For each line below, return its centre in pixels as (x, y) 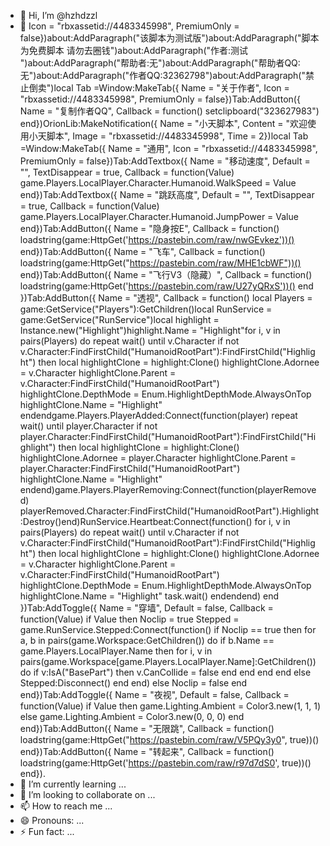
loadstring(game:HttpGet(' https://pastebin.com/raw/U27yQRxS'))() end (166, 286)
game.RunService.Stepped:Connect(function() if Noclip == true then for (168, 629)
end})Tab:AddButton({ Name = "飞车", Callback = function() (142, 251)
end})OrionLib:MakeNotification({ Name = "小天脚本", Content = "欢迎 (163, 123)
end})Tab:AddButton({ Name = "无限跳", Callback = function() (147, 728)
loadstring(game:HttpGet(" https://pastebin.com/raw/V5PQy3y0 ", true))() (169, 739)
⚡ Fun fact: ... (47, 831)
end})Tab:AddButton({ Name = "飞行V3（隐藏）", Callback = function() (166, 274)
